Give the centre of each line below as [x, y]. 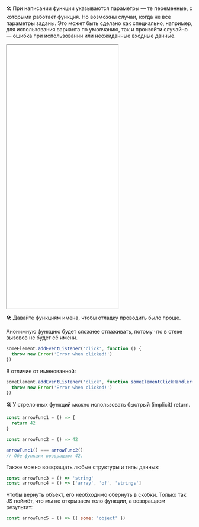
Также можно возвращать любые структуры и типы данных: [83, 467]
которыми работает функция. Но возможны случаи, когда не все [89, 17]
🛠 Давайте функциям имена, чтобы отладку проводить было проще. [94, 318]
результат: [20, 507]
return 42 [23, 423]
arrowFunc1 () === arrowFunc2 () [45, 450]
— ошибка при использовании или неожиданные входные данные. [91, 36]
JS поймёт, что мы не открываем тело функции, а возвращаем [86, 501]
